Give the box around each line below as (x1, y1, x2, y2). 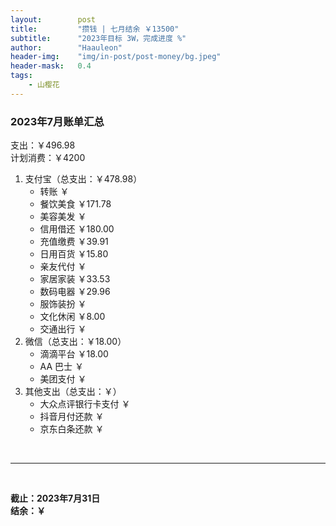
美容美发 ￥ (39, 211, 87, 223)
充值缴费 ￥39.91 (39, 236, 109, 248)
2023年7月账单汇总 (10, 114, 105, 128)
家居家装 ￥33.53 (39, 273, 111, 285)
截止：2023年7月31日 (10, 492, 101, 505)
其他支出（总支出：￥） (24, 386, 122, 398)
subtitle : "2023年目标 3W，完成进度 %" (10, 33, 187, 43)
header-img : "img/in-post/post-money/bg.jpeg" (10, 52, 222, 62)
